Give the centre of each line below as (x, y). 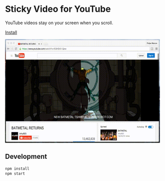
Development (26, 157)
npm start (15, 174)
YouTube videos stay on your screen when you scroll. (59, 23)
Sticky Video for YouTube (58, 9)
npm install (17, 169)
